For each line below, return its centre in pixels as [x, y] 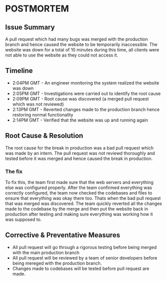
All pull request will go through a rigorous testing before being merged [84, 247]
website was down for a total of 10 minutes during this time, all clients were [82, 50]
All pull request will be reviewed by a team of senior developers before [85, 257]
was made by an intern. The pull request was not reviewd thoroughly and [80, 153]
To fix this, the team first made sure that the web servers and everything [79, 182]
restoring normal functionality [43, 114]
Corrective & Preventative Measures [63, 235]
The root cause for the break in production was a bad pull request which [79, 147]
